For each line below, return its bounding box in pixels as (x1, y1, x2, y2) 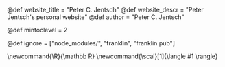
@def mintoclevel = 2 (7, 26, 68, 34)
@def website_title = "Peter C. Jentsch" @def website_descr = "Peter (7, 6, 204, 14)
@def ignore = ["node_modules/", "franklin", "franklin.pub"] (7, 39, 175, 47)
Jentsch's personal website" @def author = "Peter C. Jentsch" (7, 13, 185, 21)
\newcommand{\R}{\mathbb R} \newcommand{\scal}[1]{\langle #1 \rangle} (7, 52, 218, 60)
